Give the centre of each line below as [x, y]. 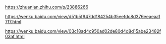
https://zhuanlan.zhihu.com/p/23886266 [47, 7]
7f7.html [13, 22]
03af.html [15, 36]
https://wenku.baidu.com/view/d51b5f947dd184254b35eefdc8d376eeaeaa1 [83, 16]
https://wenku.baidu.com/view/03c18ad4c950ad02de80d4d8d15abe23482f [83, 31]
